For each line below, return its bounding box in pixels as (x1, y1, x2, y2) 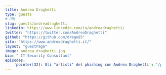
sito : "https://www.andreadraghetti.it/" (5, 39, 92, 44)
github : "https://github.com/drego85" (5, 35, 85, 40)
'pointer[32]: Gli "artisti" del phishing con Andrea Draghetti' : (14, 62, 154, 67)
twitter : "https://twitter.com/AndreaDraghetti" (5, 30, 107, 35)
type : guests (5, 12, 32, 17)
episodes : (5, 58, 26, 63)
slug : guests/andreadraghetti (5, 21, 68, 26)
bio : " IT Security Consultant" (5, 53, 72, 58)
